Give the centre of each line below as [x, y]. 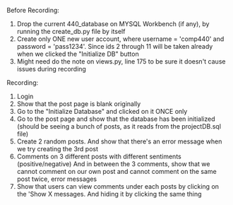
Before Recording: [33, 10]
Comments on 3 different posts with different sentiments [99, 156]
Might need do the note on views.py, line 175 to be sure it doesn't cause [121, 61]
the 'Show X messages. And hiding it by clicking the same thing [109, 194]
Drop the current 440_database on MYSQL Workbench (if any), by [113, 24]
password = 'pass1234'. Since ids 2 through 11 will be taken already [115, 46]
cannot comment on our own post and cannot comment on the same [116, 171]
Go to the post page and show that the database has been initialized [116, 119]
